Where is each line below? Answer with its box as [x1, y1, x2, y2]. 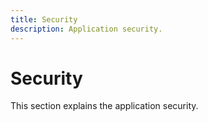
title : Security [10, 14, 78, 25]
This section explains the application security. [10, 100, 199, 112]
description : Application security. [10, 24, 163, 34]
